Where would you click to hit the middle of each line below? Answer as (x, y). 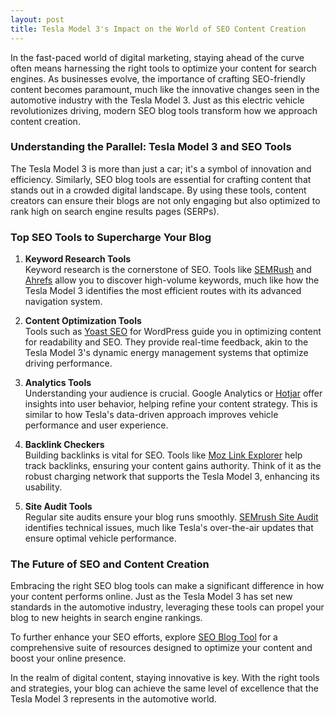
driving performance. (68, 363)
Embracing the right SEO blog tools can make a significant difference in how (167, 586)
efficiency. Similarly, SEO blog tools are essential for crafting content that (161, 179)
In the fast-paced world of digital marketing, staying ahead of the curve (157, 57)
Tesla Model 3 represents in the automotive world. (113, 699)
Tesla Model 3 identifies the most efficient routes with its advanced (163, 291)
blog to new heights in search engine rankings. (106, 618)
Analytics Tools (58, 383)
